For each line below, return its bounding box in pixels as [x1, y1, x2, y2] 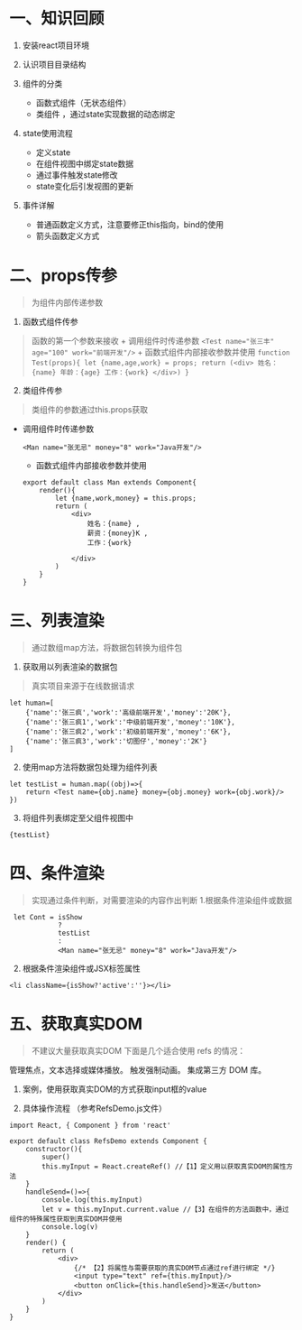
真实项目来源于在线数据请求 [31, 680, 135, 691]
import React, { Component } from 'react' [9, 1121, 171, 1130]
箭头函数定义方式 [35, 230, 100, 241]
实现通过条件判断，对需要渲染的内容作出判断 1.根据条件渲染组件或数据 [31, 894, 293, 905]
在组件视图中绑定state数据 [35, 158, 134, 169]
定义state [35, 146, 71, 158]
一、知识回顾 [9, 8, 105, 29]
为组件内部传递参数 [31, 297, 104, 308]
